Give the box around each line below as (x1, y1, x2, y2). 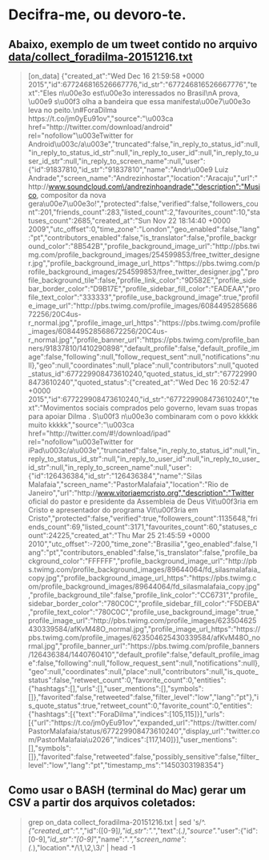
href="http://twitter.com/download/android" (27, 123, 173, 131)
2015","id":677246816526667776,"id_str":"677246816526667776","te (27, 80, 258, 89)
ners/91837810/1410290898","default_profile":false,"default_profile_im (27, 344, 260, 353)
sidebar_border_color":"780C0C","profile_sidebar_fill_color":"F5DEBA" (27, 599, 260, 608)
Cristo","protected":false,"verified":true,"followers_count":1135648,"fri (27, 514, 258, 523)
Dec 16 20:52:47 (195, 378, 250, 387)
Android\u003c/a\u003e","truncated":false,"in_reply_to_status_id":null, (27, 139, 260, 149)
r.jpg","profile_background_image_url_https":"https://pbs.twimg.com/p (27, 259, 260, 267)
